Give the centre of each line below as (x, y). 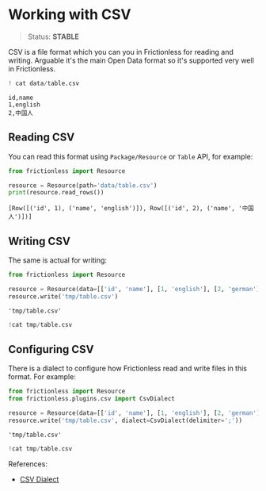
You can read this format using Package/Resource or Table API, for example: (131, 156)
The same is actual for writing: (58, 260)
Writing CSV (40, 241)
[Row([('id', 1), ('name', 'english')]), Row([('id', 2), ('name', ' (125, 209)
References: (28, 464)
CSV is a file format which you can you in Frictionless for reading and (121, 52)
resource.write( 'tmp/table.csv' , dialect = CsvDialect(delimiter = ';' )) (125, 420)
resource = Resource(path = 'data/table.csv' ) (83, 185)
